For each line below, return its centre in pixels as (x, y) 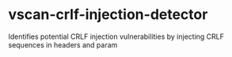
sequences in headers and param (63, 44)
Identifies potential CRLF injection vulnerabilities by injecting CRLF (116, 36)
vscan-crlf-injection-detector (108, 15)
